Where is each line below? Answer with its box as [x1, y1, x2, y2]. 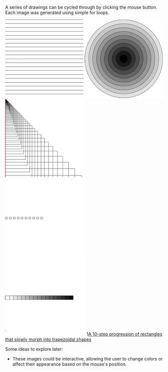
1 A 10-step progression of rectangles [86, 331, 162, 337]
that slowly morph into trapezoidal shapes [5, 336, 91, 342]
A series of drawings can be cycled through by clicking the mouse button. [5, 5, 157, 10]
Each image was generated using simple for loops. [5, 10, 109, 16]
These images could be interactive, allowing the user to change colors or [12, 356, 163, 361]
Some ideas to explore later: [5, 346, 63, 352]
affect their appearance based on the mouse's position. [12, 361, 127, 367]
